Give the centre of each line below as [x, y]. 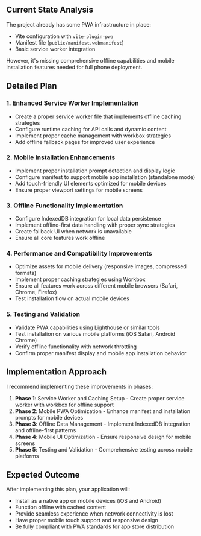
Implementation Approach [57, 372]
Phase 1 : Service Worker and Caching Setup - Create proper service [100, 398]
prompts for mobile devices [49, 417]
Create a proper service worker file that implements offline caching [98, 116]
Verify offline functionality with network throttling [76, 347]
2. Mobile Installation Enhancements [61, 157]
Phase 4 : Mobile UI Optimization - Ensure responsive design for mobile [103, 437]
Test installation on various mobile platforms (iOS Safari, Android [95, 333]
